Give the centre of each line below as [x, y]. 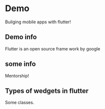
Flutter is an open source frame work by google [53, 48]
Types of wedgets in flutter [47, 91]
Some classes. [20, 103]
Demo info [21, 37]
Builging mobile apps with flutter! [38, 22]
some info [20, 64]
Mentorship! [17, 76]
